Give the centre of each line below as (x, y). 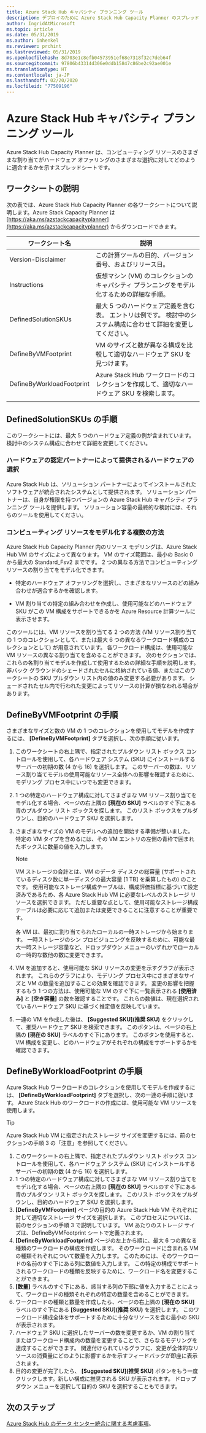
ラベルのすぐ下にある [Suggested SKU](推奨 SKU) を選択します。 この (105, 1310)
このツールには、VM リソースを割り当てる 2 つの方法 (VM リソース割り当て (102, 632)
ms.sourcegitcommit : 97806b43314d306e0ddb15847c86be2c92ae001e (89, 63)
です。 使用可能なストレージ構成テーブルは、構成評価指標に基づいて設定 (107, 887)
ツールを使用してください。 (52, 515)
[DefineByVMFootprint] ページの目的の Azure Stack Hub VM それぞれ (104, 1209)
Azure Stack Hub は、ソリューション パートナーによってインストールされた (101, 484)
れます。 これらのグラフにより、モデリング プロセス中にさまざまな (100, 975)
